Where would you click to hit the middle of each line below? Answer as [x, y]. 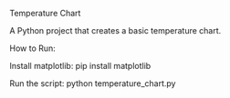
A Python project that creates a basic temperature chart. [115, 30]
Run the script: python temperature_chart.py [93, 83]
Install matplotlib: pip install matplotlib [80, 66]
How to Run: [33, 48]
